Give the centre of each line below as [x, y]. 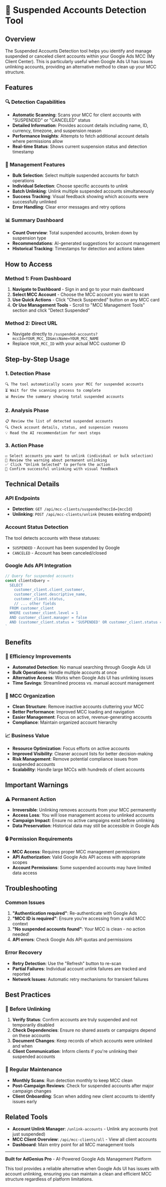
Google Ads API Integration [38, 565]
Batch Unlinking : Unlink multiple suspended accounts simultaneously [83, 191]
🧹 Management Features [35, 164]
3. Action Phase [24, 445]
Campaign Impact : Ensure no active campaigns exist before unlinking [83, 821]
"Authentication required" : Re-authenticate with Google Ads [75, 913]
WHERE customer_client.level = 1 [44, 613]
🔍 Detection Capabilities [35, 102]
